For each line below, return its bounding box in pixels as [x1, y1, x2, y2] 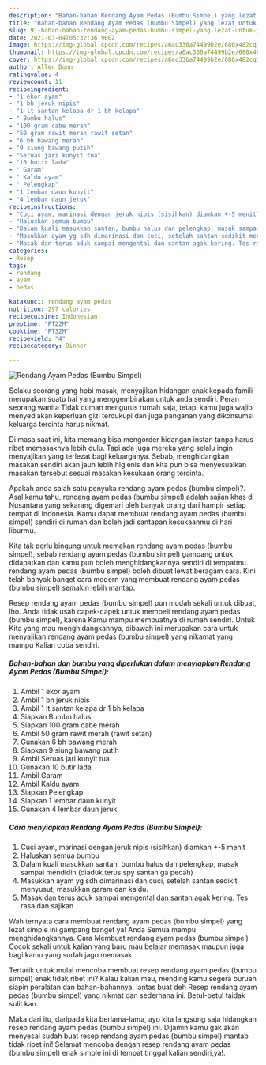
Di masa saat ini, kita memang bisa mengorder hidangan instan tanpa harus [9, 435, 254, 444]
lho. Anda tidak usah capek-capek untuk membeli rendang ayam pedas [9, 606, 241, 617]
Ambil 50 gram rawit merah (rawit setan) [20, 729, 152, 738]
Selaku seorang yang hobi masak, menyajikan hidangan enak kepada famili [9, 386, 253, 395]
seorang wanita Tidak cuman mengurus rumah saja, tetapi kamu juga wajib [9, 402, 253, 412]
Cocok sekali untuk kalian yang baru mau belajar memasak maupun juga [9, 942, 245, 951]
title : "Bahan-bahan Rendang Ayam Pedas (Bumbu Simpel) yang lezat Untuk [9, 19, 257, 27]
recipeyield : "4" [9, 334, 66, 342]
